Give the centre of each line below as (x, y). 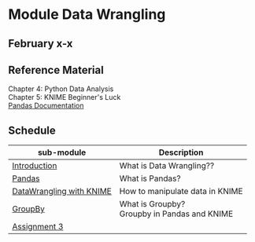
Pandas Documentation (46, 106)
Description (181, 152)
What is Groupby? (152, 204)
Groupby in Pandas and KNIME (176, 214)
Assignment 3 (38, 227)
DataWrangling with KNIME (62, 192)
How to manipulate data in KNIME (181, 192)
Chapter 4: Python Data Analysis (61, 89)
